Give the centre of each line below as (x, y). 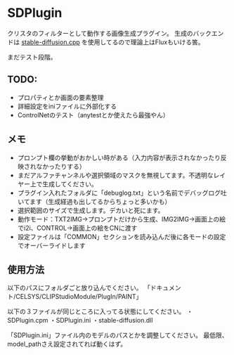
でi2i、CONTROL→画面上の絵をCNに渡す (77, 228)
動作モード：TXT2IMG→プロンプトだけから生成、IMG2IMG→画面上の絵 (122, 219)
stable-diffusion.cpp (51, 42)
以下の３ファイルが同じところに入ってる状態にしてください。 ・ (100, 311)
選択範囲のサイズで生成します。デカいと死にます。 (91, 210)
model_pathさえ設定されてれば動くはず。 (67, 344)
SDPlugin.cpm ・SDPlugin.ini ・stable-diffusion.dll (80, 321)
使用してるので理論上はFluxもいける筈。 (146, 42)
